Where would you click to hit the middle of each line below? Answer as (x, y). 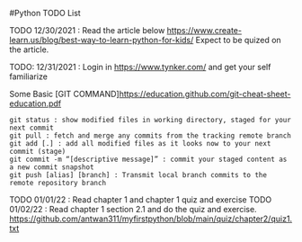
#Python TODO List (45, 13)
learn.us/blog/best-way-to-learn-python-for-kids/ (102, 40)
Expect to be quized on (238, 40)
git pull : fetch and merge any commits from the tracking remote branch (151, 136)
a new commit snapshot (52, 167)
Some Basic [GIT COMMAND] (64, 94)
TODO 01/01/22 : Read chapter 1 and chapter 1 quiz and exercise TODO (141, 200)
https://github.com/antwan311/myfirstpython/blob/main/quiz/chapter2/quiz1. (151, 219)
